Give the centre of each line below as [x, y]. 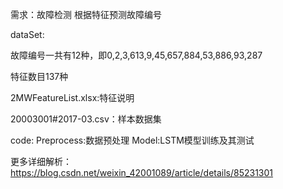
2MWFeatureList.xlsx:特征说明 [72, 97]
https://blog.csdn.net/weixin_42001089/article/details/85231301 [142, 172]
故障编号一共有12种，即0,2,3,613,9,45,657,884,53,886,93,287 [136, 55]
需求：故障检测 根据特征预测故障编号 [86, 14]
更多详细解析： [41, 161]
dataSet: [27, 34]
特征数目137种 [39, 76]
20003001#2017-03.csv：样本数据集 [86, 119]
